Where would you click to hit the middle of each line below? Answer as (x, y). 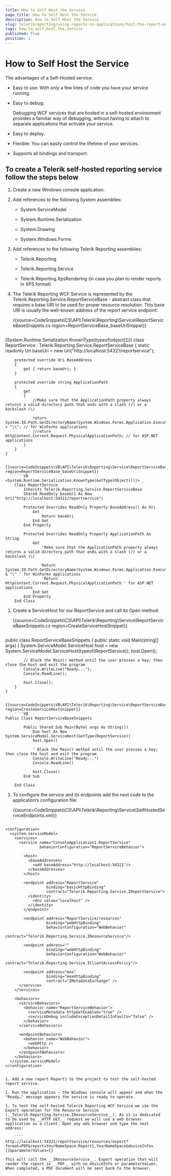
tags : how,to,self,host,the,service (44, 29)
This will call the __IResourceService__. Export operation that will (82, 1159)
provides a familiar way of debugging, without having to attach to (81, 118)
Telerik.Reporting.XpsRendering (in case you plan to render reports (91, 278)
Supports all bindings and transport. (50, 153)
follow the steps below (42, 177)
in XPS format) (36, 284)
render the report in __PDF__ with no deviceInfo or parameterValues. (82, 1164)
